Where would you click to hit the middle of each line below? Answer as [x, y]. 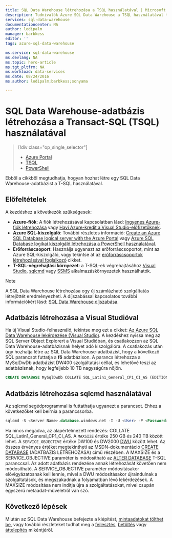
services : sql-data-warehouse [38, 19]
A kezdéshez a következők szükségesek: [49, 212]
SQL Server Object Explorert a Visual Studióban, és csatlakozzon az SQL [82, 341]
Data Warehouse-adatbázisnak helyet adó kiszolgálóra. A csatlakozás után [84, 346]
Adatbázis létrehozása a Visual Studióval [72, 318]
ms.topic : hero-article [31, 62]
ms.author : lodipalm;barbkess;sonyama [47, 82]
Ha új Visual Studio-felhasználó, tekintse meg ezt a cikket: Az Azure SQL [82, 330]
